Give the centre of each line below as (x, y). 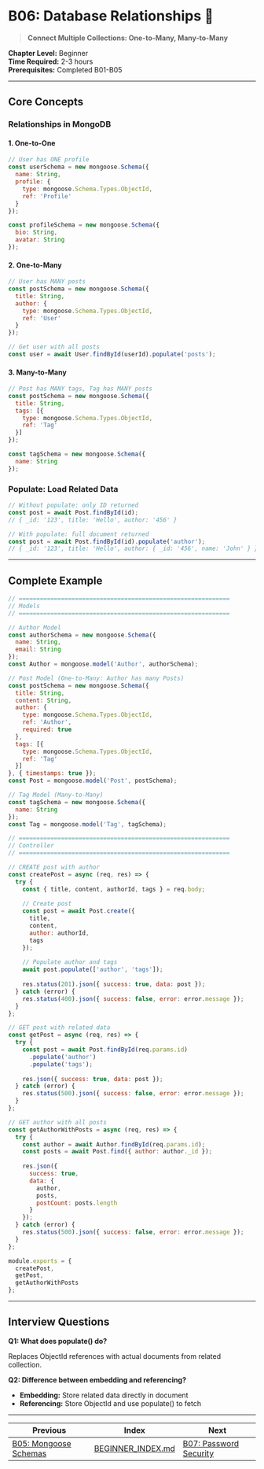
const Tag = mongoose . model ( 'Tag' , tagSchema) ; (88, 824)
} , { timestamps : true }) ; (52, 773)
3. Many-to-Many (37, 372)
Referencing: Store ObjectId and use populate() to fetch (110, 1403)
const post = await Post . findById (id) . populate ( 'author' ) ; (107, 541)
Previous (49, 1430)
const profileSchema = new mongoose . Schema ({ (84, 225)
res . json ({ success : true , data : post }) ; (93, 1079)
